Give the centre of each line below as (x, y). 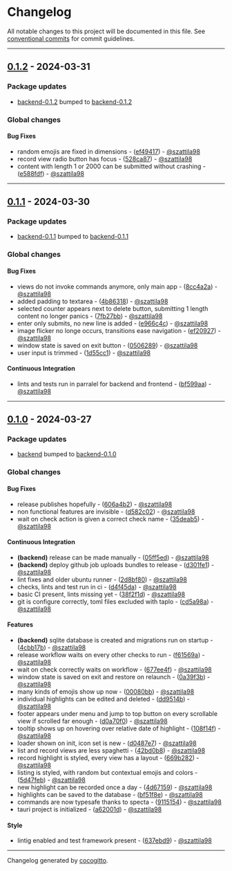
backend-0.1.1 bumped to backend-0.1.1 (73, 237)
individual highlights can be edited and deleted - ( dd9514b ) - (103, 699)
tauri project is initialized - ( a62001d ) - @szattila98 (89, 809)
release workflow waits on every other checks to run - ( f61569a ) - (111, 654)
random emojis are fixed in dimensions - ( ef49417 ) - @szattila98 (108, 151)
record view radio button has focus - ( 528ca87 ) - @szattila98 (105, 159)
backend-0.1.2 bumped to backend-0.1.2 (75, 102)
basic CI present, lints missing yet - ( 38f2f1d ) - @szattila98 (101, 594)
